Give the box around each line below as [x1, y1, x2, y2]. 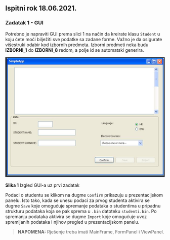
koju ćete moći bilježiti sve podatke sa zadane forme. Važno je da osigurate [5, 36, 162, 42]
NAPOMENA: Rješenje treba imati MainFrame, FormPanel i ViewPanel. [17, 228, 164, 235]
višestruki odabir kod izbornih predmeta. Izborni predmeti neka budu [5, 42, 149, 48]
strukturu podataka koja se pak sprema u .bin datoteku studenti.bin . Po [5, 208, 157, 214]
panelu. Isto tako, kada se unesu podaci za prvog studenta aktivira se [5, 197, 150, 203]
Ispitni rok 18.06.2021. [5, 4, 77, 13]
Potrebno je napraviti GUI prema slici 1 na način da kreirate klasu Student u [5, 30, 160, 37]
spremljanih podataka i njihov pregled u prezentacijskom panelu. [5, 219, 140, 225]
